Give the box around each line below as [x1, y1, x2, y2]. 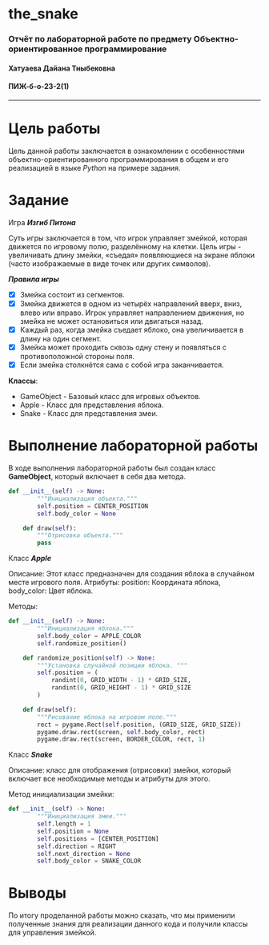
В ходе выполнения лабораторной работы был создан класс [8, 463, 216, 473]
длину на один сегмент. [19, 333, 102, 343]
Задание [8, 192, 70, 209]
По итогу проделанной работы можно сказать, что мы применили [8, 911, 235, 920]
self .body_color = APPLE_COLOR [37, 632, 142, 640]
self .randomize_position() [37, 639, 127, 648]
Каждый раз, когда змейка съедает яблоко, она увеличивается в [19, 325, 244, 334]
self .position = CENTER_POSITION [37, 502, 149, 510]
